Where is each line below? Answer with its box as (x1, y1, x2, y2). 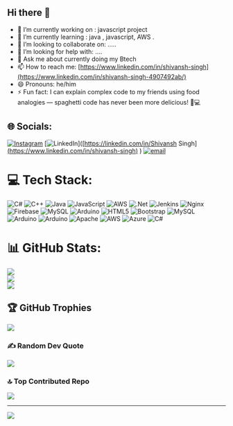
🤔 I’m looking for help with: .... (17, 47, 103, 55)
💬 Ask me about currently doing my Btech (17, 55, 137, 63)
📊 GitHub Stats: (7, 240, 102, 256)
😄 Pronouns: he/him (17, 80, 76, 88)
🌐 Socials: (7, 121, 53, 132)
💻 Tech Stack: (7, 172, 93, 188)
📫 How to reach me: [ (17, 62, 81, 71)
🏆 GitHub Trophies (7, 302, 92, 314)
